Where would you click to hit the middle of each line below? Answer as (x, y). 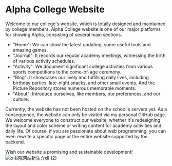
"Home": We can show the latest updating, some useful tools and (82, 44)
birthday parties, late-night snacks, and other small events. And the (84, 83)
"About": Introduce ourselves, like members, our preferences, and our (87, 94)
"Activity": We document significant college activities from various (83, 66)
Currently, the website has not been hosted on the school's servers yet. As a (86, 109)
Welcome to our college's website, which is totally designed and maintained (85, 24)
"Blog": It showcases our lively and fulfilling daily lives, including (81, 77)
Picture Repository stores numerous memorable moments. (74, 88)
